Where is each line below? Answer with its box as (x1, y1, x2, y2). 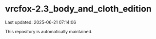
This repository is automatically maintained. (5, 28, 93, 34)
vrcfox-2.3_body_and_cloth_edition (5, 3, 152, 14)
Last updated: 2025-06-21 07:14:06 (5, 19, 77, 25)
